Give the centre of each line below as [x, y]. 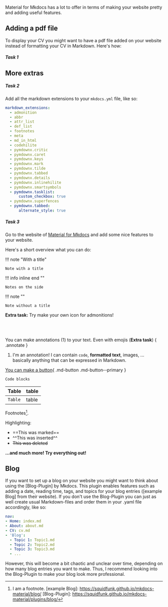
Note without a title [28, 306]
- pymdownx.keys [26, 159]
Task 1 [12, 57]
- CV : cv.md [17, 530]
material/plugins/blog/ [35, 599]
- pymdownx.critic [29, 150]
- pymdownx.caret [28, 155]
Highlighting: [18, 423]
